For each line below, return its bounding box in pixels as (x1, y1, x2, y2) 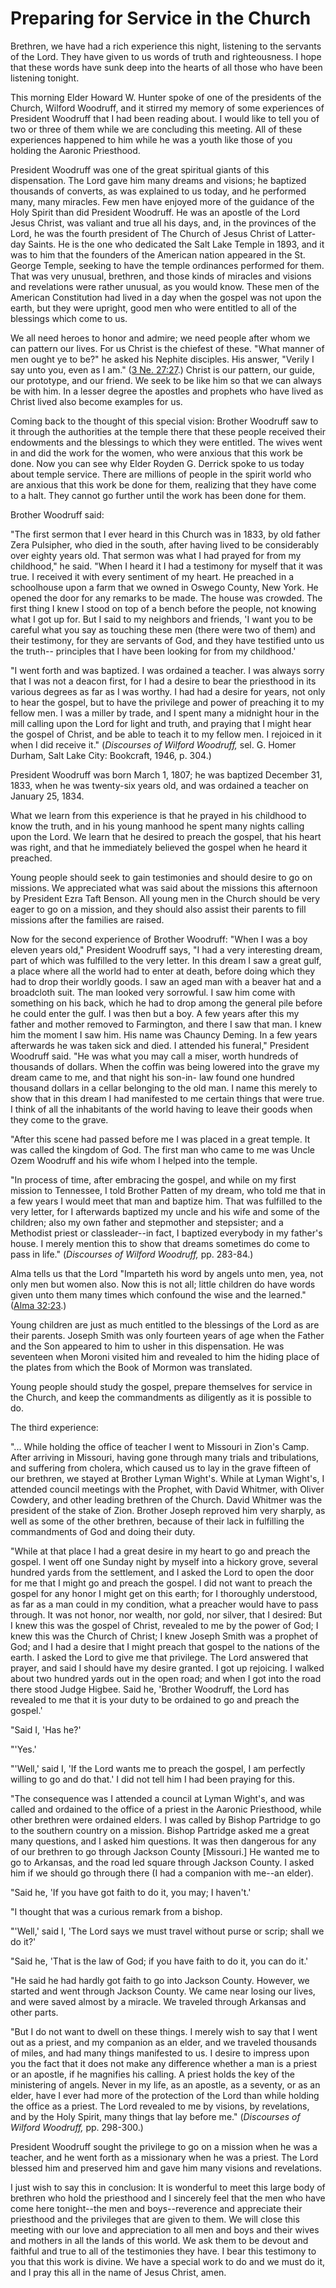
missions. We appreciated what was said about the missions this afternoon (10, 882, 318, 894)
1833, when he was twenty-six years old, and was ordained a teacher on (10, 779, 309, 791)
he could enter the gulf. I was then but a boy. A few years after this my (10, 1007, 300, 1019)
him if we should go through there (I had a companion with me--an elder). (10, 1867, 314, 1879)
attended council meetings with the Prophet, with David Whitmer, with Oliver (10, 1483, 325, 1495)
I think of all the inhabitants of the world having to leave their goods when (10, 1103, 313, 1115)
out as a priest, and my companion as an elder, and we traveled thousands (10, 2036, 317, 2048)
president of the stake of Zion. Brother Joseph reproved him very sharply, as (10, 1504, 326, 1516)
